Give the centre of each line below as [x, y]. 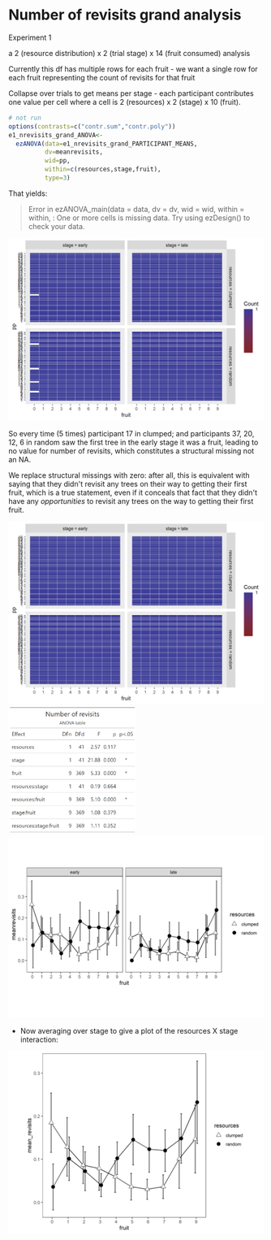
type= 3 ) [57, 178]
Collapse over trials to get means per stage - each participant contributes [131, 93]
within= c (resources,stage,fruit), [103, 169]
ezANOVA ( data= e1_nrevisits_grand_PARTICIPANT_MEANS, [107, 144]
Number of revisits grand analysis [125, 15]
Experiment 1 [30, 37]
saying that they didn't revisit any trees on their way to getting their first [128, 483]
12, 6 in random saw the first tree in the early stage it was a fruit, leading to [133, 442]
